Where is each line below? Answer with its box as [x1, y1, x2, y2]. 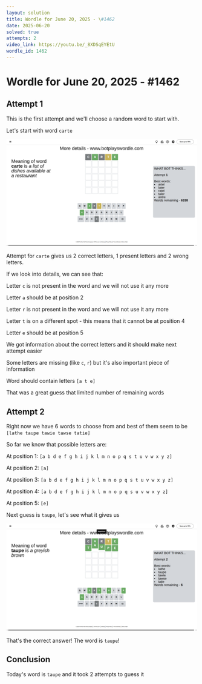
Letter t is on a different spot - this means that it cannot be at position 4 [6, 317, 186, 325]
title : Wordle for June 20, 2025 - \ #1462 [6, 16, 115, 22]
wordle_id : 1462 [6, 48, 47, 55]
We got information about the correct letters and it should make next [6, 341, 177, 348]
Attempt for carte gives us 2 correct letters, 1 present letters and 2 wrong [6, 252, 189, 260]
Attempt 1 [6, 99, 44, 109]
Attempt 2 [6, 407, 45, 417]
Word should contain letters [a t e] [6, 377, 96, 385]
